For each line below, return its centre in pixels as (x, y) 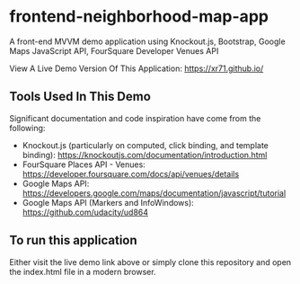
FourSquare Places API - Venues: (84, 164)
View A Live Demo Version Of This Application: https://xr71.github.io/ (137, 68)
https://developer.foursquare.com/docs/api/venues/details (131, 173)
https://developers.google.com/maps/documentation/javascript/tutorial (154, 193)
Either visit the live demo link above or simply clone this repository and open (150, 262)
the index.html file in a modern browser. (83, 271)
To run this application (73, 240)
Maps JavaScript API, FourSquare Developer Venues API (114, 50)
